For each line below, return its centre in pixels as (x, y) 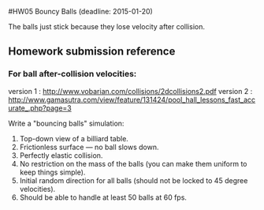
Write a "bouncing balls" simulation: (66, 123)
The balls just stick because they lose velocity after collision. (106, 26)
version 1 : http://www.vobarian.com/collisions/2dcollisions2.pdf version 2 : (130, 91)
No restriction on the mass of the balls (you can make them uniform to (133, 163)
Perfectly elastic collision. (61, 155)
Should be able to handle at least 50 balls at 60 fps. (103, 197)
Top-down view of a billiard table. (74, 138)
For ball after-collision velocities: (73, 74)
